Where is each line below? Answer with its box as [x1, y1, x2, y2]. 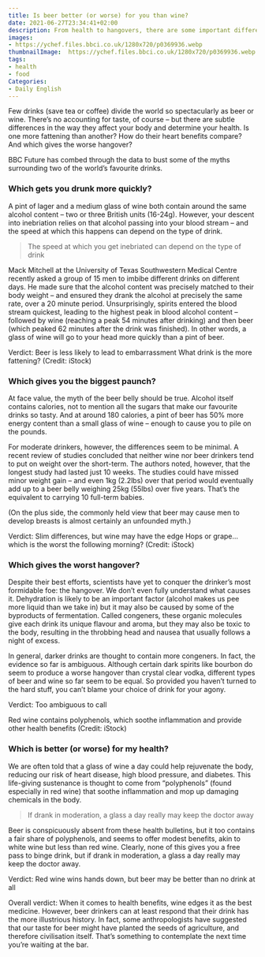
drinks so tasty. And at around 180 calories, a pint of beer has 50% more [8, 410, 244, 419]
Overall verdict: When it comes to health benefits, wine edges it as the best [8, 898, 252, 907]
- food [8, 70, 30, 78]
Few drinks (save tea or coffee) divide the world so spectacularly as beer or [8, 106, 255, 116]
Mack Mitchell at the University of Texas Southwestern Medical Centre [8, 265, 237, 274]
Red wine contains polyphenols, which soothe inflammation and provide [8, 715, 242, 725]
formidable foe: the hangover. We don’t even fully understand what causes [8, 586, 251, 595]
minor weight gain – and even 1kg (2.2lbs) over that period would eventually [8, 475, 254, 485]
